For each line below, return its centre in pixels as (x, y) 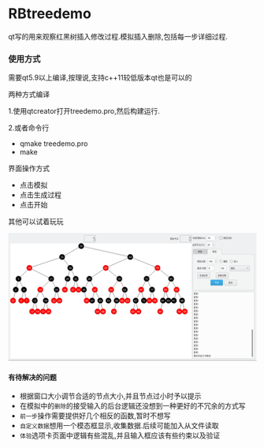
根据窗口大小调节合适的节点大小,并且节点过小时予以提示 (110, 396)
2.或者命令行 (29, 128)
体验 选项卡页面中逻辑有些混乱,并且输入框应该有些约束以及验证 (120, 435)
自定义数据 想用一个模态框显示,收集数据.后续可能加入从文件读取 (119, 426)
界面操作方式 (29, 168)
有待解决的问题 (32, 377)
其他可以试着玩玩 (36, 222)
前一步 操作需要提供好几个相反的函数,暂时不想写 (95, 416)
